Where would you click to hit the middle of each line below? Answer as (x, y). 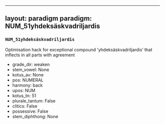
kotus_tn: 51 (24, 96)
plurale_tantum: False (34, 100)
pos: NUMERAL (28, 80)
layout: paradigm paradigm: (49, 18)
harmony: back (27, 85)
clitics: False (25, 106)
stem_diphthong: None (35, 116)
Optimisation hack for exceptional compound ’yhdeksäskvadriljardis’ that (79, 50)
